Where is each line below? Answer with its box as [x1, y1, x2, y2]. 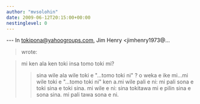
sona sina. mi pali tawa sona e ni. [36, 91, 119, 99]
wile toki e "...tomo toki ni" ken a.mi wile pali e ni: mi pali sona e [36, 78, 194, 85]
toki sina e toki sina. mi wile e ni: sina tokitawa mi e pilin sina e [36, 85, 191, 92]
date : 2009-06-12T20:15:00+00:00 [6, 15, 91, 21]
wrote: [21, 48, 38, 56]
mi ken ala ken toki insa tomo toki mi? [21, 60, 115, 67]
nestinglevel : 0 [6, 20, 47, 26]
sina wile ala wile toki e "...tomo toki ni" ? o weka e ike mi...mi [36, 72, 188, 79]
